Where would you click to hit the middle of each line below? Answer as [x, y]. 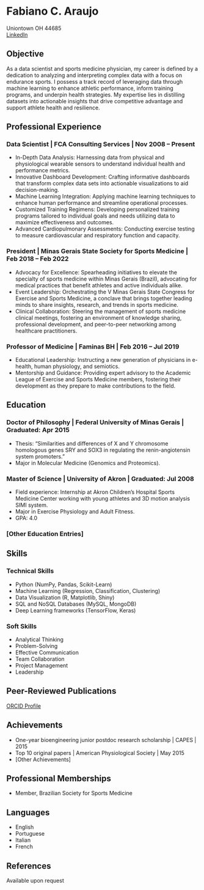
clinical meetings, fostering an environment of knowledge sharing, [98, 318]
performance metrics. [42, 171]
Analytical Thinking [39, 639]
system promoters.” [40, 456]
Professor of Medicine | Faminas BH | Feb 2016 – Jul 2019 [93, 347]
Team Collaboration [40, 659]
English [24, 827]
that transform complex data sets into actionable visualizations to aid [102, 183]
